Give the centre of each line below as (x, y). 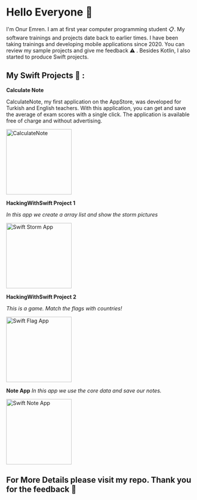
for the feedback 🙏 (41, 490)
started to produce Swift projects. (47, 57)
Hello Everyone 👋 (50, 12)
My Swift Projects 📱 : (46, 76)
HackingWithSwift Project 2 (41, 297)
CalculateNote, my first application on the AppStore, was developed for (94, 102)
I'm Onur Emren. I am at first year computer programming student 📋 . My (96, 29)
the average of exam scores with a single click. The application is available (98, 114)
